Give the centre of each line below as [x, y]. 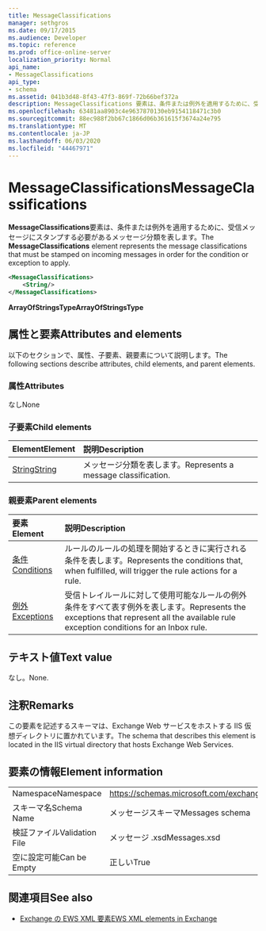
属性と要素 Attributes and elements [95, 334]
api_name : [25, 67]
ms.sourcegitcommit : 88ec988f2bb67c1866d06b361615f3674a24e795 [115, 119]
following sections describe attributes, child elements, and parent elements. [132, 364]
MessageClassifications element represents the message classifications [128, 246]
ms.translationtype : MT [47, 126]
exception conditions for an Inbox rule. [136, 627]
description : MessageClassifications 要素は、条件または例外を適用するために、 [131, 104]
